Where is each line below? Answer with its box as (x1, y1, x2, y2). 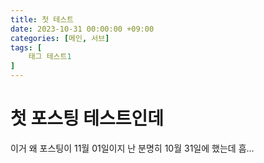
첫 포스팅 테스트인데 (10, 107, 165, 130)
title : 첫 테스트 (10, 14, 75, 25)
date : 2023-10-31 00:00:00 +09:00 (10, 24, 155, 34)
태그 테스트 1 (28, 52, 72, 62)
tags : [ (10, 42, 43, 53)
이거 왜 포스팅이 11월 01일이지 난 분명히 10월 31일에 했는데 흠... (10, 142, 255, 154)
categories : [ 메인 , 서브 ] (10, 33, 110, 43)
